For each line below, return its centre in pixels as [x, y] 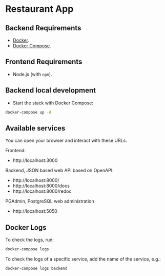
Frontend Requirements [44, 62]
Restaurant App [39, 9]
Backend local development [51, 90]
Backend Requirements [43, 28]
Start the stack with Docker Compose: [53, 103]
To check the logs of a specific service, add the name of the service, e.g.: [83, 259]
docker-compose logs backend [36, 268]
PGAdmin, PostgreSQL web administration [50, 201]
